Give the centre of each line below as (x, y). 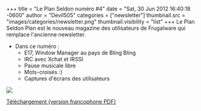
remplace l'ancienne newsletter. (46, 35)
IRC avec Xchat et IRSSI (54, 59)
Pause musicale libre (50, 66)
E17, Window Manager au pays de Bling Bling (80, 53)
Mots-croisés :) (43, 72)
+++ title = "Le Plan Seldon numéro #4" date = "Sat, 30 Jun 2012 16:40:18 (98, 9)
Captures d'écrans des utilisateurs (67, 79)
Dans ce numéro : (37, 46)
